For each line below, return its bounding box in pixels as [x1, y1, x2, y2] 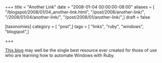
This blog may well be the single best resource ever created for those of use [5, 48, 157, 53]
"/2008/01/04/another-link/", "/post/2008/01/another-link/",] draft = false [5, 14, 150, 20]
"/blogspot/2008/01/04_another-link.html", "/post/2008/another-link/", [5, 9, 145, 15]
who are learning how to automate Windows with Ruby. [5, 52, 115, 58]
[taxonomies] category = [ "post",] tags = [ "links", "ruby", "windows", [5, 24, 144, 29]
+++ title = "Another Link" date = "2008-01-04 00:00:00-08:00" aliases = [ [5, 4, 155, 10]
